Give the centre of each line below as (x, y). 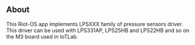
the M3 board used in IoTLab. (42, 36)
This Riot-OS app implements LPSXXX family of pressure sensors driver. (95, 24)
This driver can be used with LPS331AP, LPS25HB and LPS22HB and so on (98, 30)
